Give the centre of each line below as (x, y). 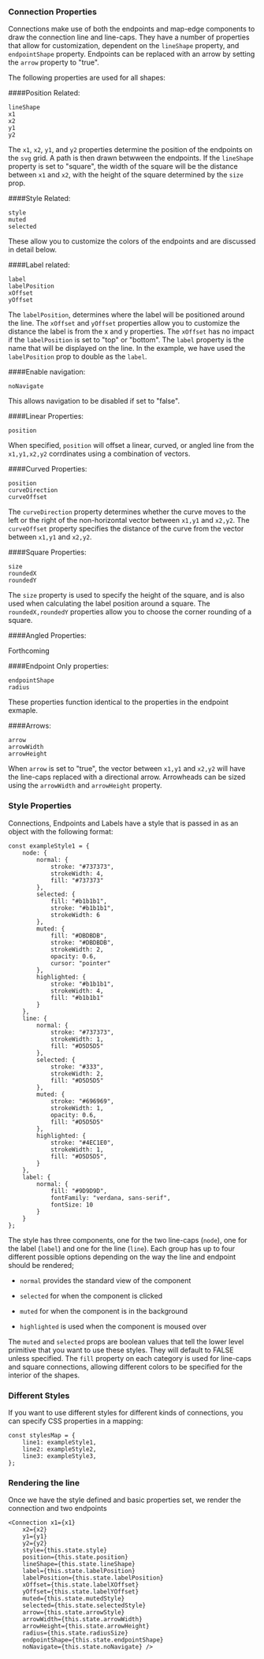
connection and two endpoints (58, 1508)
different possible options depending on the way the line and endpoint (122, 1257)
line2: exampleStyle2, (59, 1449)
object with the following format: (61, 831)
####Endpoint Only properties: (58, 666)
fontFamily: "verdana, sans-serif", (110, 1198)
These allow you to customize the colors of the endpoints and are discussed (132, 241)
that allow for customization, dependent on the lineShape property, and (124, 46)
